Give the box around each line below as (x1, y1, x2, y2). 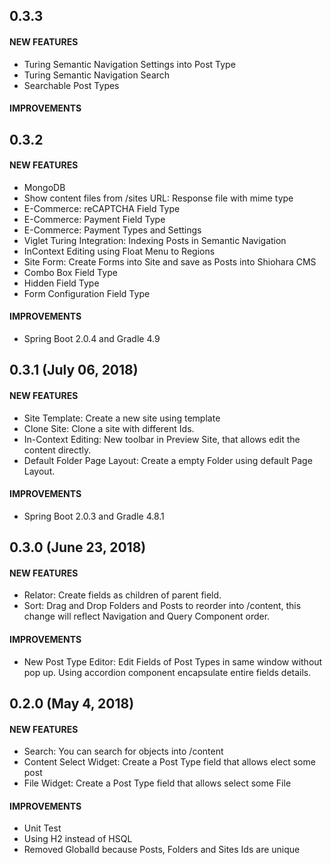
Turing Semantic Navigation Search (23, 69, 171, 81)
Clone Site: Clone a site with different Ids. (23, 422, 195, 434)
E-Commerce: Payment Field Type (23, 213, 166, 225)
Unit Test (23, 822, 62, 834)
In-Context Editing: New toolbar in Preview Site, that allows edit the (23, 433, 301, 445)
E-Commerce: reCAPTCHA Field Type (23, 202, 181, 214)
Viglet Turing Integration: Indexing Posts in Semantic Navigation (23, 234, 287, 246)
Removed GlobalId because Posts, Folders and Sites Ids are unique (23, 844, 301, 856)
